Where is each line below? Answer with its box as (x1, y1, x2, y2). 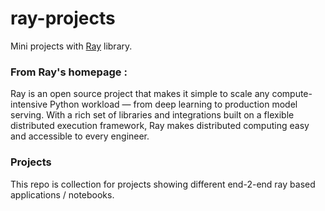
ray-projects (10, 7, 116, 30)
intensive (10, 98, 48, 111)
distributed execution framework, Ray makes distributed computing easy (10, 120, 310, 132)
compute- (271, 88, 313, 100)
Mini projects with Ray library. (10, 40, 133, 52)
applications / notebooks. (10, 188, 115, 201)
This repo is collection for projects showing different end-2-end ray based (10, 178, 316, 190)
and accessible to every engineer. (10, 130, 150, 142)
